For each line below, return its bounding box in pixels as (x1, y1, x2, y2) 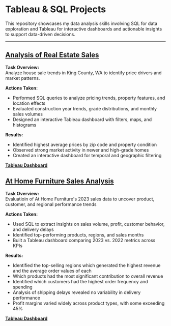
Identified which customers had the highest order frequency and (12, 278, 149, 284)
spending (12, 284, 33, 290)
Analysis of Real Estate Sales (5, 51, 99, 60)
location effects (12, 100, 46, 106)
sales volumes (12, 111, 43, 117)
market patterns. (5, 75, 40, 81)
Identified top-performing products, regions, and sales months (12, 231, 144, 238)
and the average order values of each (12, 268, 92, 274)
